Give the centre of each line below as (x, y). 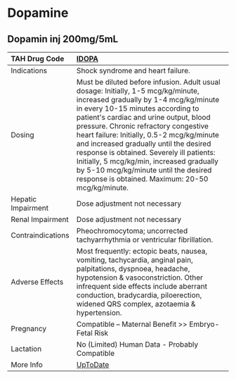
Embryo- (204, 324)
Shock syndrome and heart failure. (133, 70)
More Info (27, 365)
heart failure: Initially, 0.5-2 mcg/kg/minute (148, 135)
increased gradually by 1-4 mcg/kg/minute (148, 100)
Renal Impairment (40, 219)
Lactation (26, 349)
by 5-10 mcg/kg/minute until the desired (144, 170)
